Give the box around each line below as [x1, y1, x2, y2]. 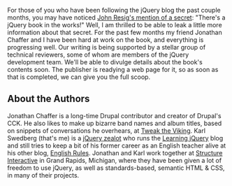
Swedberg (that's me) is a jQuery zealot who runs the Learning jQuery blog [7, 134, 224, 142]
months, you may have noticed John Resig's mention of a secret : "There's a [7, 13, 226, 22]
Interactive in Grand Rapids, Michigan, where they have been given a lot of [7, 156, 222, 164]
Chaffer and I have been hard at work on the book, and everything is [7, 36, 204, 44]
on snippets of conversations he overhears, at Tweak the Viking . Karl [7, 126, 206, 135]
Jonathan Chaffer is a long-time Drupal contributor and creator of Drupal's [7, 111, 222, 120]
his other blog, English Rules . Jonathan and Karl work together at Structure [7, 148, 223, 157]
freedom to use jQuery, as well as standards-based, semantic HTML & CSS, [7, 164, 225, 172]
